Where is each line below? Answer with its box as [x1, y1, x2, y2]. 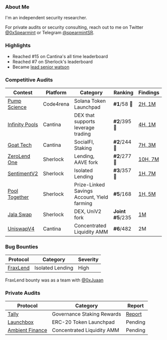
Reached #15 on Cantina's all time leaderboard [12, 53, 108, 59]
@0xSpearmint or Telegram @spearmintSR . [5, 30, 94, 36]
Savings [74, 187, 93, 194]
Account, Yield [74, 194, 108, 201]
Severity [78, 256, 99, 263]
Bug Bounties [5, 243, 38, 250]
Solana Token [74, 97, 106, 104]
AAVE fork [74, 159, 98, 166]
